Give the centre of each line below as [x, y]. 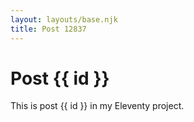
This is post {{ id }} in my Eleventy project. [97, 106]
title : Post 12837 [48, 29]
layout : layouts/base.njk [64, 19]
